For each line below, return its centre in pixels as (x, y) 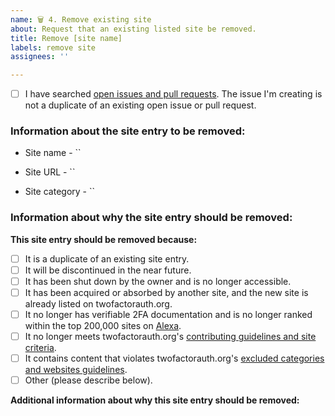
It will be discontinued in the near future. (108, 270)
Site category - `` (60, 192)
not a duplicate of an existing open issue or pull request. (140, 105)
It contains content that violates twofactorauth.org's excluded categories (174, 358)
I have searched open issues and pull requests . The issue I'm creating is (173, 94)
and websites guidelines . (76, 370)
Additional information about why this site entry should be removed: (155, 400)
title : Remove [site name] (66, 38)
